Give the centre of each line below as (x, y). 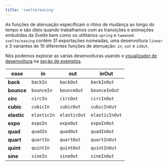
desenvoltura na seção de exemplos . (44, 61)
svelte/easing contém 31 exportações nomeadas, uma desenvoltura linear (84, 40)
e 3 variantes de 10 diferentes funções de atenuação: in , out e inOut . (77, 46)
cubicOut (70, 107)
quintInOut (104, 148)
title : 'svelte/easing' (30, 10)
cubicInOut (104, 107)
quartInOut (104, 139)
